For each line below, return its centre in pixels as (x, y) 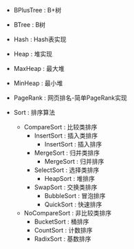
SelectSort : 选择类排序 (67, 170)
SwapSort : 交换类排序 (66, 187)
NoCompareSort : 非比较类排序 (68, 213)
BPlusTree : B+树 (37, 10)
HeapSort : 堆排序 (69, 178)
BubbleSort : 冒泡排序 (75, 196)
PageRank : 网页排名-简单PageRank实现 (70, 98)
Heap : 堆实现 (33, 54)
